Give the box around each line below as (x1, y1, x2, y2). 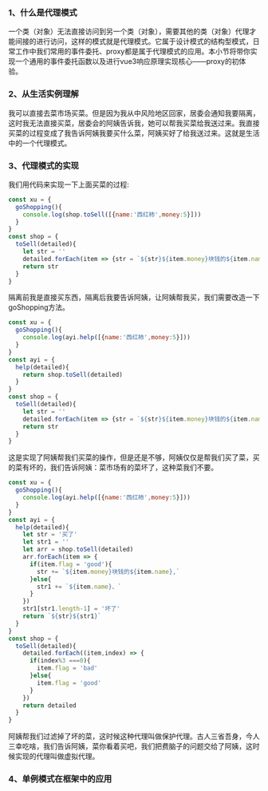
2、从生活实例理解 (8, 89, 80, 100)
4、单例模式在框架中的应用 (8, 773, 112, 785)
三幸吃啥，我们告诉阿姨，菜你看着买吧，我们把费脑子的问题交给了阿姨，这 (8, 742, 253, 751)
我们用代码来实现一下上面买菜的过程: (8, 180, 130, 189)
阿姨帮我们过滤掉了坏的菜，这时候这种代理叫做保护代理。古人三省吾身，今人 (8, 732, 260, 742)
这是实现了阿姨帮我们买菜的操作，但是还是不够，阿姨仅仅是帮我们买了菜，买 (8, 453, 260, 462)
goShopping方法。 (8, 303, 70, 312)
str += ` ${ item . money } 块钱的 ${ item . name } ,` (37, 568, 180, 575)
